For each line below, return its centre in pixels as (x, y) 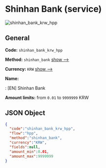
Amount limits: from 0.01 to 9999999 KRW (47, 97)
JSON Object (25, 113)
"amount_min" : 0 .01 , (29, 152)
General (18, 38)
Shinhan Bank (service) (53, 9)
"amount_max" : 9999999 (32, 156)
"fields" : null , (25, 147)
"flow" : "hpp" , (24, 134)
